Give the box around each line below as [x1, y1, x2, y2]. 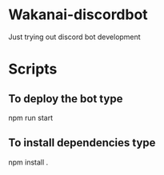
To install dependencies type [8, 136, 156, 149]
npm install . [8, 157, 49, 167]
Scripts [8, 60, 58, 78]
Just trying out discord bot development [8, 32, 142, 42]
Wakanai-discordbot [8, 6, 148, 24]
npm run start [8, 113, 54, 122]
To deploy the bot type [8, 92, 123, 105]
